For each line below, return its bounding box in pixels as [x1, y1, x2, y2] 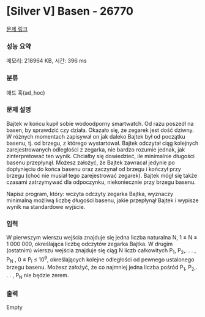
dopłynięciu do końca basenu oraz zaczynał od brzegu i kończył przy [6, 165, 182, 172]
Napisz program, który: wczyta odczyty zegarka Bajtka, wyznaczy [6, 190, 173, 197]
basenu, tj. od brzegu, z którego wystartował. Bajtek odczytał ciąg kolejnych [6, 139, 199, 147]
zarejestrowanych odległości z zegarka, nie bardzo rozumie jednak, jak [6, 145, 185, 153]
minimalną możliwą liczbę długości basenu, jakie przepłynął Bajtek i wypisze [6, 197, 199, 204]
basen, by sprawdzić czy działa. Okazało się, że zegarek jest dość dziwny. [6, 126, 194, 134]
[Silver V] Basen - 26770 [6, 4, 133, 18]
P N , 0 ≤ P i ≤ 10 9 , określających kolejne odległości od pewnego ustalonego [6, 255, 195, 264]
